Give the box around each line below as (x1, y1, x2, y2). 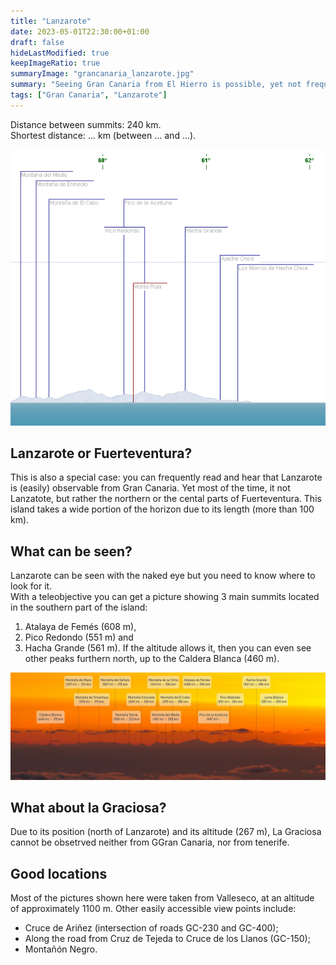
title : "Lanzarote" (10, 16, 92, 26)
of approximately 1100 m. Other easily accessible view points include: (10, 903, 297, 915)
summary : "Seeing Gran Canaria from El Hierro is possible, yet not (10, 80, 302, 90)
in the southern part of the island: (10, 601, 148, 614)
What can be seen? (10, 543, 133, 560)
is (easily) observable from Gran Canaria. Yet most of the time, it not (10, 482, 291, 494)
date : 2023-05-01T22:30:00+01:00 (10, 26, 150, 37)
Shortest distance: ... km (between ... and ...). (10, 129, 197, 141)
